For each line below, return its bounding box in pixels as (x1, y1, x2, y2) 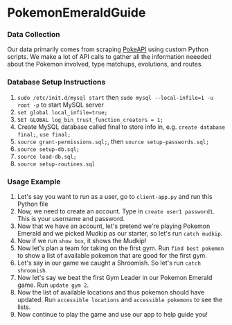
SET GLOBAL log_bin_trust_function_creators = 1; (17, 116, 164, 123)
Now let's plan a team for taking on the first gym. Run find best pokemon (17, 244, 224, 252)
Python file (17, 200, 48, 209)
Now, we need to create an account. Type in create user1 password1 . (17, 207, 215, 216)
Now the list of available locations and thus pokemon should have (17, 288, 205, 297)
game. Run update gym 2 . (17, 281, 89, 289)
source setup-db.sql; (17, 146, 80, 153)
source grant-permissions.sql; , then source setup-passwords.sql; (17, 137, 209, 146)
